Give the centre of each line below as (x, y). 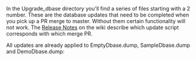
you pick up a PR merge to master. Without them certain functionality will (96, 21)
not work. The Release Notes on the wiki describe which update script (93, 27)
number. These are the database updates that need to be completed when (98, 15)
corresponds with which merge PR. (49, 34)
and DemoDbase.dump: (35, 52)
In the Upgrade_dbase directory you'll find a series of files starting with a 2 (98, 9)
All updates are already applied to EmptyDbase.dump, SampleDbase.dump (98, 45)
